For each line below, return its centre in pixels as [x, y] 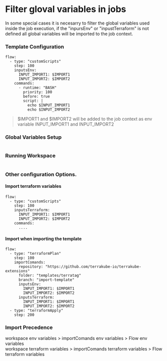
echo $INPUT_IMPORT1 [49, 105]
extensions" [17, 271]
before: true [37, 97]
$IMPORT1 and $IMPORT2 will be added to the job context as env [85, 119]
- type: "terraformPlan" [35, 254]
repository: [31, 267]
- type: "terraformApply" [37, 311]
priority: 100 [38, 92]
